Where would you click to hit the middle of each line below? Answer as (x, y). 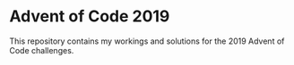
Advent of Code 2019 (90, 16)
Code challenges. (42, 50)
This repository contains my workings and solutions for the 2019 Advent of (147, 41)
